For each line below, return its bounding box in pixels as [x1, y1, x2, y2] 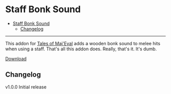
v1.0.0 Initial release [5, 84, 47, 90]
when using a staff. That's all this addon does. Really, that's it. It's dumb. [5, 46, 157, 52]
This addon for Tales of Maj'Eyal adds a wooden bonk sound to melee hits [5, 40, 160, 46]
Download [5, 55, 27, 61]
